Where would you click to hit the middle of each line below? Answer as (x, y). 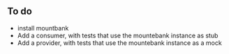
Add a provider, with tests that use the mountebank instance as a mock (119, 43)
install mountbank (43, 28)
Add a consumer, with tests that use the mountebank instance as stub (118, 35)
